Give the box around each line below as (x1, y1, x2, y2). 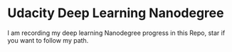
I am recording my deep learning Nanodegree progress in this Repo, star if (7, 28, 226, 37)
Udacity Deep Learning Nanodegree (7, 5, 224, 21)
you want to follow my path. (7, 36, 89, 44)
